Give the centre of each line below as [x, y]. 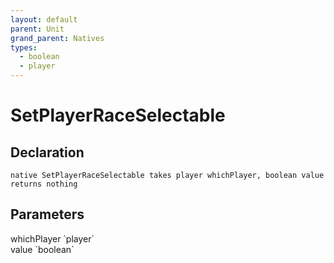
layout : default [44, 19]
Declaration [47, 152]
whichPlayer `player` [52, 238]
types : [24, 47]
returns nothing [44, 184]
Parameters [47, 214]
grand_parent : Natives [57, 38]
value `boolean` [42, 249]
